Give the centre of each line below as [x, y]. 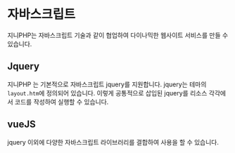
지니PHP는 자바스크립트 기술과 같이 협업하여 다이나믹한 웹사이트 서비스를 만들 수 [118, 35]
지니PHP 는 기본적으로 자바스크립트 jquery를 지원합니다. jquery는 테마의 [107, 84]
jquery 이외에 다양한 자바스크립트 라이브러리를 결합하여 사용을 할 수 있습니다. [113, 142]
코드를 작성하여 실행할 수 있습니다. [62, 102]
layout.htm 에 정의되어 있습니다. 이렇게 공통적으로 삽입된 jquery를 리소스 [107, 93]
